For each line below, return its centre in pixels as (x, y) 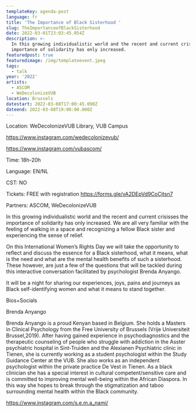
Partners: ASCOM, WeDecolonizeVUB (51, 205)
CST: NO (17, 183)
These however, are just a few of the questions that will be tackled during (94, 265)
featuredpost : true (30, 55)
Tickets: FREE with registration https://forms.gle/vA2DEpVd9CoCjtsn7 (90, 194)
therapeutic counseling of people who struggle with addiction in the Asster (96, 342)
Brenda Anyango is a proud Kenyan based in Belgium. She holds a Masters (96, 323)
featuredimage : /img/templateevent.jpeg (56, 60)
